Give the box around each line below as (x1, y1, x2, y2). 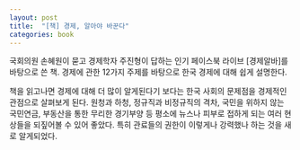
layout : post (9, 13, 58, 22)
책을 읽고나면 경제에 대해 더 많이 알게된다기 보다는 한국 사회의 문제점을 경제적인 (9, 86, 287, 97)
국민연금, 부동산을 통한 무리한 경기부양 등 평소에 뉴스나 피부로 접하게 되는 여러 (9, 109, 283, 119)
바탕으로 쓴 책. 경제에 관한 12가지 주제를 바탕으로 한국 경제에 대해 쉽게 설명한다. (9, 66, 287, 77)
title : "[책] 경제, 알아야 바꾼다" (9, 22, 130, 31)
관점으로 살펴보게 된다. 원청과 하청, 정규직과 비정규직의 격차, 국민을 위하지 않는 (9, 97, 285, 108)
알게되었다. (18, 131, 58, 142)
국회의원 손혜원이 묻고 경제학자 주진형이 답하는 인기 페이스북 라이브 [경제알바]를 (9, 56, 289, 66)
